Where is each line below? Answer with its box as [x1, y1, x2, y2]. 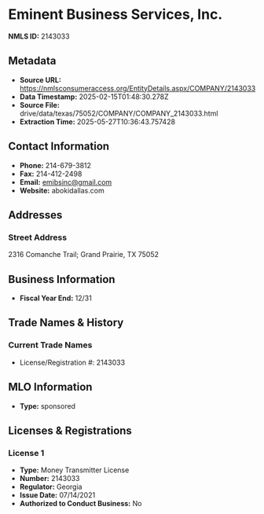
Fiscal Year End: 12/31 [19, 293, 92, 303]
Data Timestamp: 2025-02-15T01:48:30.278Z [19, 92, 169, 101]
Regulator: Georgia [19, 482, 82, 492]
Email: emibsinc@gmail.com [19, 177, 112, 186]
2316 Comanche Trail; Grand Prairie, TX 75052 [8, 250, 159, 259]
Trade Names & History [8, 316, 124, 329]
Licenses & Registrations [8, 424, 132, 437]
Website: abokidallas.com [19, 185, 104, 195]
